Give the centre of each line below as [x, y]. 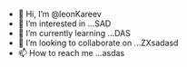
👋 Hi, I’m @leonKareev [59, 14]
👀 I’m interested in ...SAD [64, 24]
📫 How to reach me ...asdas [71, 53]
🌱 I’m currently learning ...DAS [74, 33]
